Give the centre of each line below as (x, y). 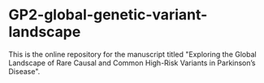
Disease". (24, 71)
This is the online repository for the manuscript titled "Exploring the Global (133, 54)
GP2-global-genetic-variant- (108, 15)
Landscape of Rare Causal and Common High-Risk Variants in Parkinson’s (132, 63)
